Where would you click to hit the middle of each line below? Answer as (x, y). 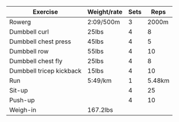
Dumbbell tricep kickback (46, 71)
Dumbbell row (29, 51)
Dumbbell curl (29, 32)
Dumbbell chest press (40, 41)
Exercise (46, 12)
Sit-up (19, 90)
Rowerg (20, 22)
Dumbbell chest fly (36, 61)
